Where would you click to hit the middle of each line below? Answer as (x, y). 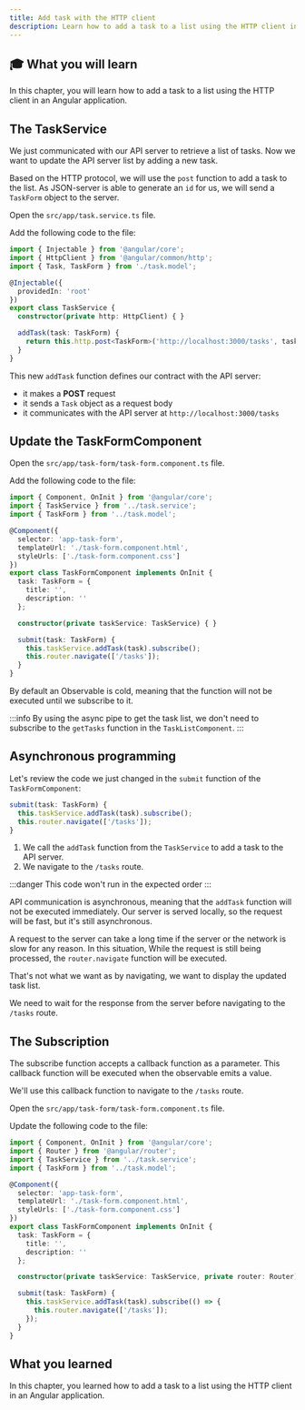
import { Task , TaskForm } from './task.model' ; (103, 266)
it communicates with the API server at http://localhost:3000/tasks (151, 413)
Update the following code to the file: (79, 1126)
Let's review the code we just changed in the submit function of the (135, 778)
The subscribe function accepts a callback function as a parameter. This (145, 1063)
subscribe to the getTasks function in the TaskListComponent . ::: (127, 728)
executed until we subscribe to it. (71, 700)
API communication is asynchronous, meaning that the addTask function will (151, 902)
